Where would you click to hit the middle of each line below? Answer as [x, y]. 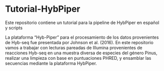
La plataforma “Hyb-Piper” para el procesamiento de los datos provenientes [82, 37]
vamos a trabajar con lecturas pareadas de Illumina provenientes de [74, 47]
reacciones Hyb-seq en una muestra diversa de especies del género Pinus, [81, 53]
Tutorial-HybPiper [43, 9]
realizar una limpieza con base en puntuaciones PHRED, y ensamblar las [78, 58]
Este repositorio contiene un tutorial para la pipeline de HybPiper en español [82, 23]
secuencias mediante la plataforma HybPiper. [51, 63]
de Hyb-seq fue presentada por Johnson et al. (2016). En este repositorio [79, 42]
